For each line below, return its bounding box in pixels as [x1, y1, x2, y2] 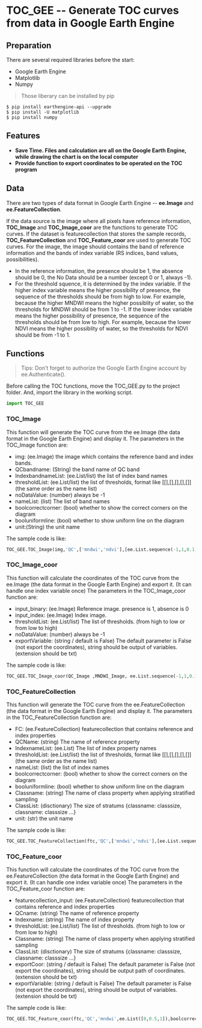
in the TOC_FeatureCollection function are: [6, 714, 112, 721]
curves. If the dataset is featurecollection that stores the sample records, [6, 230, 186, 237]
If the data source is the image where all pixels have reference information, [6, 217, 192, 224]
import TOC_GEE [6, 400, 44, 406]
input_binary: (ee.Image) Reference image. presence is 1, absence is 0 [14, 605, 189, 612]
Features [6, 130, 40, 141]
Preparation [6, 40, 52, 50]
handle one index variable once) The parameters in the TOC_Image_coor [6, 587, 186, 594]
